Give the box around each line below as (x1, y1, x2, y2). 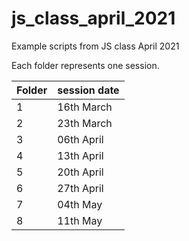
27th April (57, 181, 104, 195)
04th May (57, 197, 103, 211)
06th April (57, 132, 104, 146)
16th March (57, 100, 113, 114)
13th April (57, 148, 104, 162)
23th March (57, 116, 113, 130)
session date (57, 83, 120, 97)
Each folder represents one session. (11, 59, 160, 71)
